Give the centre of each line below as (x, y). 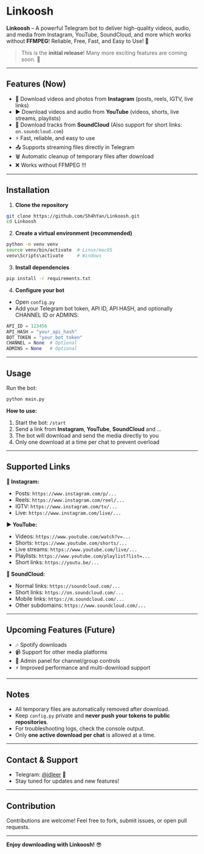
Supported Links (38, 467)
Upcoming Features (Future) (61, 630)
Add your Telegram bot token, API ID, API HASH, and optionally (94, 308)
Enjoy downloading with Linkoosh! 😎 (54, 844)
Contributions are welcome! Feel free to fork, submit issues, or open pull (97, 821)
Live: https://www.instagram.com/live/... (68, 513)
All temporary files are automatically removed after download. (92, 709)
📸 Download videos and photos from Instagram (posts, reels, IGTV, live (104, 99)
